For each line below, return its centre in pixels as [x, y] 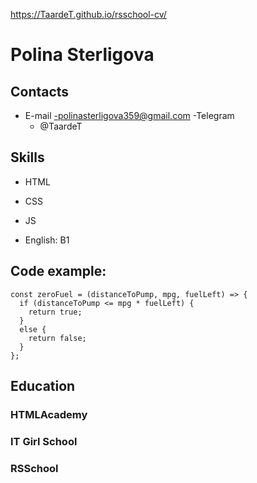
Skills [27, 157]
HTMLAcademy [49, 414]
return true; [55, 312]
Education [43, 386]
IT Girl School [44, 441]
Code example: [58, 271]
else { [33, 329]
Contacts [40, 91]
